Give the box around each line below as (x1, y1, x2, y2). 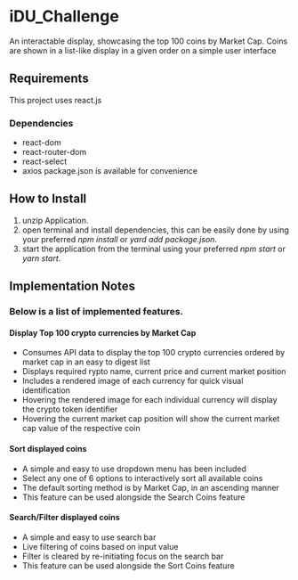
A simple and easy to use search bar (21, 532, 157, 543)
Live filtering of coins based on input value (21, 541, 179, 551)
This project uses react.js (9, 94, 102, 105)
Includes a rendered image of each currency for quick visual (21, 376, 244, 387)
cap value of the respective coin (21, 423, 141, 434)
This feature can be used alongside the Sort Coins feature (21, 560, 235, 571)
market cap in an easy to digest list (21, 356, 151, 367)
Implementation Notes (9, 279, 136, 294)
